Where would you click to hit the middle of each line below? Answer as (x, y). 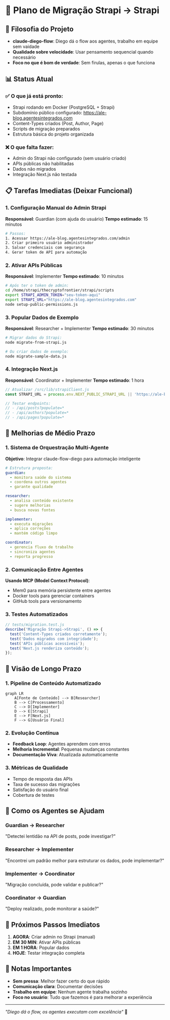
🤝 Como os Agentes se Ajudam (55, 811)
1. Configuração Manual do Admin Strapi (56, 208)
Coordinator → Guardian (36, 897)
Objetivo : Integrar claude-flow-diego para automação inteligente (73, 459)
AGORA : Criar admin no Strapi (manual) (54, 937)
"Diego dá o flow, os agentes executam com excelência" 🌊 (67, 1011)
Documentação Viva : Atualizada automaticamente (65, 755)
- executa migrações (31, 524)
